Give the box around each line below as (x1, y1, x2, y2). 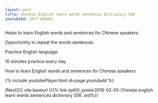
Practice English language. (5, 49, 59, 55)
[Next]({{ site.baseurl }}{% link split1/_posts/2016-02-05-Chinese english (5, 87, 153, 93)
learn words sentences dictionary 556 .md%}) (5, 92, 98, 99)
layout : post (5, 7, 32, 12)
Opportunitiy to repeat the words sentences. (5, 39, 95, 45)
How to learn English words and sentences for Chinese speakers (5, 68, 136, 74)
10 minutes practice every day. (5, 59, 67, 65)
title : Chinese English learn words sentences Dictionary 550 (5, 12, 135, 17)
